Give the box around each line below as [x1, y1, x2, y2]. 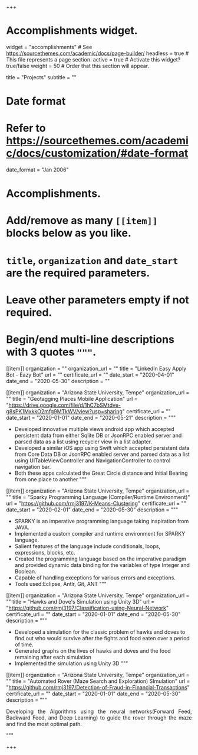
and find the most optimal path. [6, 720, 82, 727]
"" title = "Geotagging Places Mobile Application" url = [6, 395, 138, 402]
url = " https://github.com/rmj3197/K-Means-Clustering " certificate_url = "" [6, 500, 187, 507]
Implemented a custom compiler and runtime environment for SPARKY [14, 530, 186, 537]
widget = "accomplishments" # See [6, 43, 93, 50]
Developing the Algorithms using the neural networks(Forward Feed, [6, 708, 192, 715]
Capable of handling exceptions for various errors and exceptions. [14, 574, 176, 581]
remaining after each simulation [14, 653, 91, 660]
